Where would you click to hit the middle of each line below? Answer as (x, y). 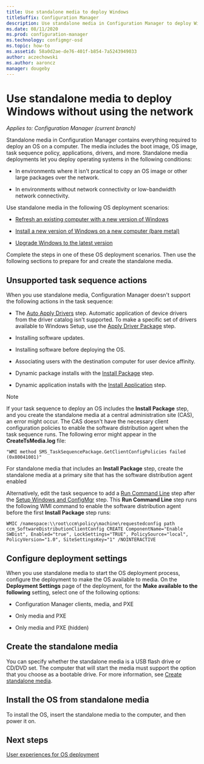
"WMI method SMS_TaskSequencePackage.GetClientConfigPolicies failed (96, 452)
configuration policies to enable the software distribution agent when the (97, 428)
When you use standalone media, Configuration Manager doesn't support (98, 295)
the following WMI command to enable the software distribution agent (93, 506)
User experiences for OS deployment (53, 755)
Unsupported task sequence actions (77, 280)
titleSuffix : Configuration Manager (53, 18)
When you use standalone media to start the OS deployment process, (93, 573)
